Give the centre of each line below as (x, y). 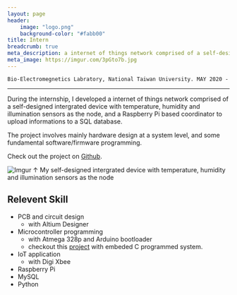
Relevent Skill (38, 199)
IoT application (39, 254)
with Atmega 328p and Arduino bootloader (90, 239)
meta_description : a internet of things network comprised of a (104, 54)
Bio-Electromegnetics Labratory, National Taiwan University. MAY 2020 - (118, 79)
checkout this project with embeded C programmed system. (115, 246)
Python (28, 284)
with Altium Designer (59, 224)
